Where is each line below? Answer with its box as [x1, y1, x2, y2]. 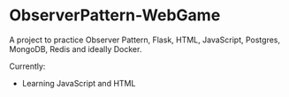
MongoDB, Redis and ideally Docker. [9, 43, 142, 54]
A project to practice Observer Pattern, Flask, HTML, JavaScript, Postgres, [9, 34, 281, 45]
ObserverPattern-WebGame [9, 5, 221, 26]
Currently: [9, 61, 46, 71]
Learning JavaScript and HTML [21, 78, 136, 88]
